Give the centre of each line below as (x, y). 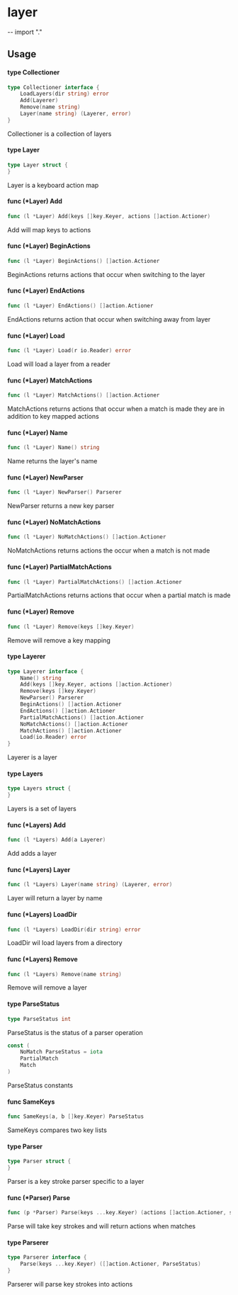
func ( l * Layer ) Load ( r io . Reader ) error (69, 351)
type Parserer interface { (47, 1257)
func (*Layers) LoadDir (42, 914)
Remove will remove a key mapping (59, 640)
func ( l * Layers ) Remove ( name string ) (64, 974)
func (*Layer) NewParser (45, 477)
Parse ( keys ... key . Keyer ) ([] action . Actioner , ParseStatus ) (110, 1264)
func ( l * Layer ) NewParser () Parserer (64, 492)
